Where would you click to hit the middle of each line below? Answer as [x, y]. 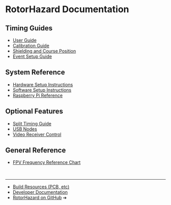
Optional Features [34, 111]
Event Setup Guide [32, 56]
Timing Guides [29, 28]
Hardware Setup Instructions [43, 84]
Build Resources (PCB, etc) [41, 187]
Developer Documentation [40, 192]
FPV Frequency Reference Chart [47, 162]
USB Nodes [25, 129]
